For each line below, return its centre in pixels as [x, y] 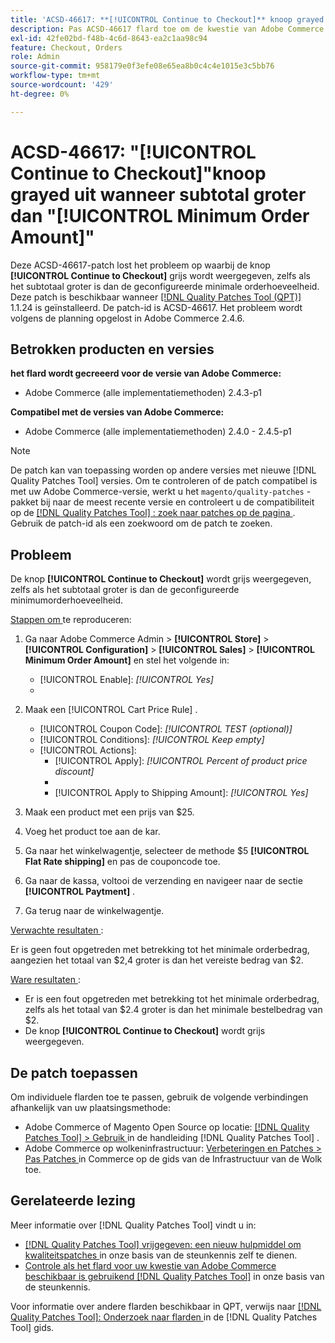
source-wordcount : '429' [62, 85]
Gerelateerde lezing [73, 1201]
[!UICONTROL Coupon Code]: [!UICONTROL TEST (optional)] [166, 729]
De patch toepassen [74, 1072]
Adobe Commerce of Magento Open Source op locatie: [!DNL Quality [167, 1127]
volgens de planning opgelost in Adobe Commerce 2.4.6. [127, 318]
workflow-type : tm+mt [55, 76]
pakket [24, 502]
